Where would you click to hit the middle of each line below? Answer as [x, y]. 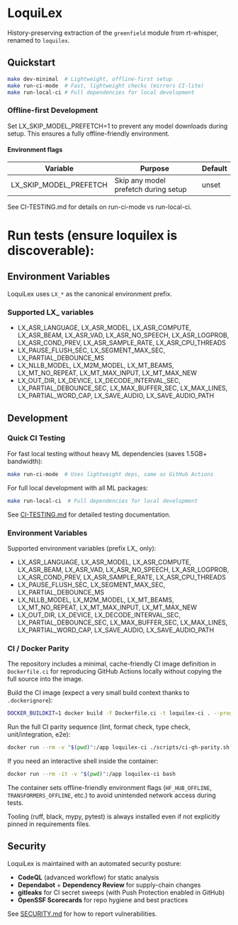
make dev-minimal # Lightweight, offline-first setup [90, 79]
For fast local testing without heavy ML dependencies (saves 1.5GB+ [107, 453]
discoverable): [51, 251]
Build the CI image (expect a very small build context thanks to [98, 693]
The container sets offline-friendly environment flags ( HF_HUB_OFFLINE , [110, 787]
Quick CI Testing [36, 438]
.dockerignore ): [30, 700]
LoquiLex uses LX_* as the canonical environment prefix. [90, 293]
